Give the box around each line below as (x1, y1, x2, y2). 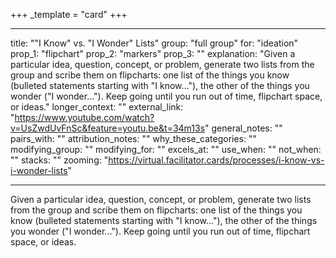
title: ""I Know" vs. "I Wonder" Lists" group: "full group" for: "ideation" (10, 37, 299, 49)
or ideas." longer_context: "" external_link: (10, 101, 184, 113)
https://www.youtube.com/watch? (14, 112, 155, 123)
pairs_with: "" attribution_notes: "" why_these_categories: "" (10, 133, 258, 144)
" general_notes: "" (204, 122, 283, 134)
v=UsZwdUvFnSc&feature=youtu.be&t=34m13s (10, 122, 206, 134)
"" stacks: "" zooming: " (10, 154, 109, 166)
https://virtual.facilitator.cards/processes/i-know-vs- (108, 154, 325, 166)
